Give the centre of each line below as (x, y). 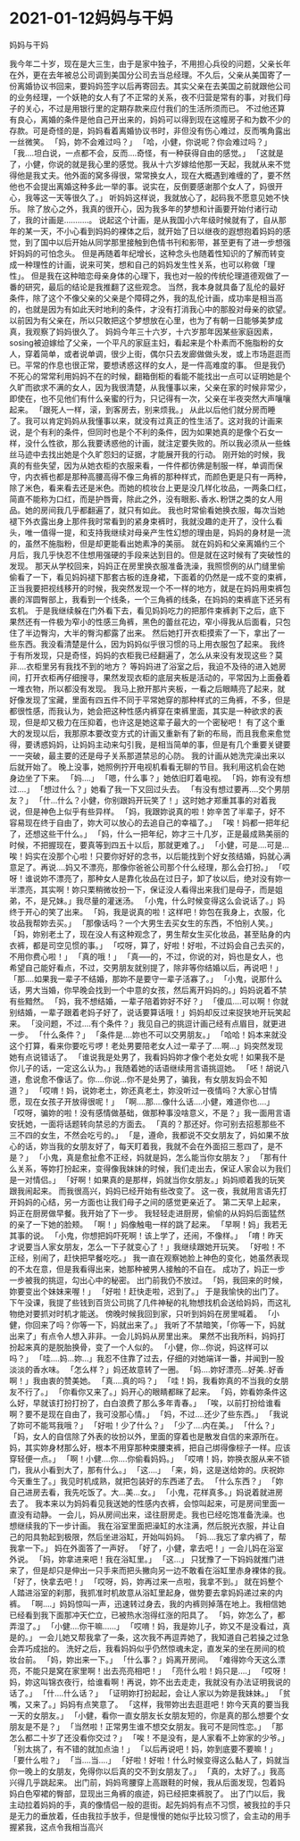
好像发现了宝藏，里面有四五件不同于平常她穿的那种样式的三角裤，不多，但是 (150, 700)
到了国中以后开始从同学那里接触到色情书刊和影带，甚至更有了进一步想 (154, 242)
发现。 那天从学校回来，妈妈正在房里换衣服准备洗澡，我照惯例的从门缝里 (143, 566)
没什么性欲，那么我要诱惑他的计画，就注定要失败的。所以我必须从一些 (154, 443)
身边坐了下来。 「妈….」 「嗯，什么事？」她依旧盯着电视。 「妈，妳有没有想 (150, 778)
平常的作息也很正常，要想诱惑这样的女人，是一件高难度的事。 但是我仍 (155, 365)
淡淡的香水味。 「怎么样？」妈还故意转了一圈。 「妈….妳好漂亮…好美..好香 (147, 1369)
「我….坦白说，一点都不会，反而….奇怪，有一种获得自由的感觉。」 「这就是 (146, 153)
